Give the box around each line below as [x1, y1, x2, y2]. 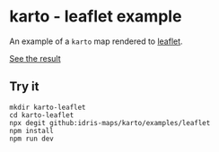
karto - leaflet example [9, 6, 182, 27]
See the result [9, 53, 61, 63]
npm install [9, 126, 54, 135]
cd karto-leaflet [9, 110, 74, 120]
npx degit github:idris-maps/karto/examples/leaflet [9, 118, 211, 127]
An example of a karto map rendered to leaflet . [9, 36, 183, 46]
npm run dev [9, 134, 54, 143]
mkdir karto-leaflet [9, 103, 87, 112]
